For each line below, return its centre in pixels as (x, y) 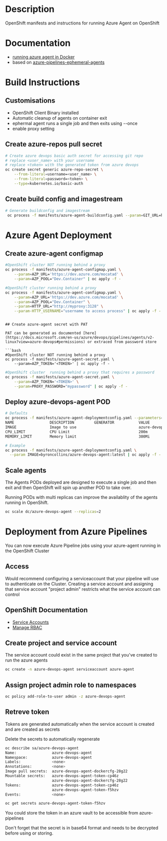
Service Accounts (31, 622)
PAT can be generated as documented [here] (51, 333)
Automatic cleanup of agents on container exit (60, 118)
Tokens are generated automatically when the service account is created (80, 724)
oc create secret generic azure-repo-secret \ (54, 170)
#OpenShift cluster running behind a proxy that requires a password (80, 372)
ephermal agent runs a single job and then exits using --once (75, 123)
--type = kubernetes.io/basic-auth (49, 183)
